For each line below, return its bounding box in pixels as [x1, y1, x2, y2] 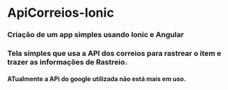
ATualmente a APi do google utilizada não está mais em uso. [7, 75, 187, 83]
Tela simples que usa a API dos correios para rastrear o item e [7, 49, 222, 59]
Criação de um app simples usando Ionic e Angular [7, 30, 185, 40]
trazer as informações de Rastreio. [7, 57, 128, 67]
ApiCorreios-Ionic [7, 5, 114, 21]
